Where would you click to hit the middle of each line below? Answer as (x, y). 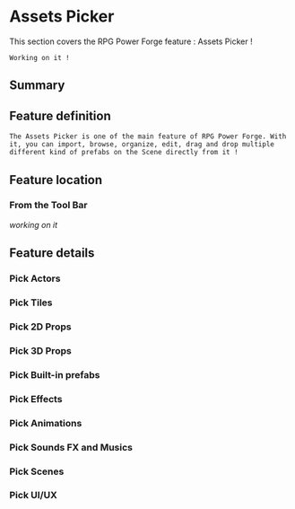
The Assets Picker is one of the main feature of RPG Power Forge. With (148, 136)
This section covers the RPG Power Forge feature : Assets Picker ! (131, 41)
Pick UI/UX (33, 496)
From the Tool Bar (48, 206)
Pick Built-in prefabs (55, 374)
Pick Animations (46, 423)
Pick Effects (36, 399)
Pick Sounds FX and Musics (71, 447)
